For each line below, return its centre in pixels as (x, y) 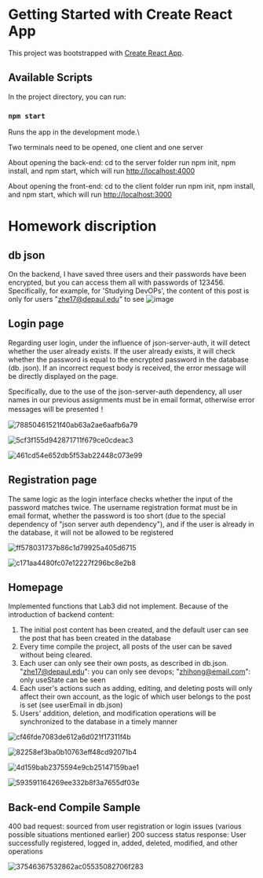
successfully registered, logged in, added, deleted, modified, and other (123, 843)
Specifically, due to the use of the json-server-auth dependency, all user (125, 391)
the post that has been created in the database (95, 638)
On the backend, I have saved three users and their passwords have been (127, 274)
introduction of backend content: (61, 615)
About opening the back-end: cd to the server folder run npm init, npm (122, 163)
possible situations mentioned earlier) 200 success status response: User (127, 835)
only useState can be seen (62, 680)
